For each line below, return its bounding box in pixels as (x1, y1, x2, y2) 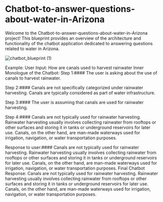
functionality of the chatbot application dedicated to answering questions (5, 40, 153, 46)
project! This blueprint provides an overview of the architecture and (5, 35, 141, 41)
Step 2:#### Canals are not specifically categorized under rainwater (5, 84, 143, 90)
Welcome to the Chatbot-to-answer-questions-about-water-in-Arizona (5, 30, 148, 36)
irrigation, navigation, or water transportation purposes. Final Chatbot (5, 165, 145, 171)
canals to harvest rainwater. (5, 75, 61, 81)
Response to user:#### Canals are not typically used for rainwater (5, 144, 140, 150)
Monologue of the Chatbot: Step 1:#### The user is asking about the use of (5, 70, 158, 76)
